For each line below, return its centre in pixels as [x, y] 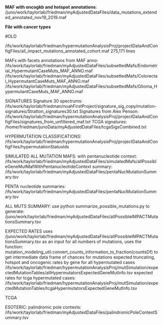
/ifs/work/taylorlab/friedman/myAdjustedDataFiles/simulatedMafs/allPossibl [81, 161]
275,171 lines [123, 51]
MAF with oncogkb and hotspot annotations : [51, 7]
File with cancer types [28, 27]
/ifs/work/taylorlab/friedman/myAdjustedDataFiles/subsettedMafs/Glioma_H [81, 86]
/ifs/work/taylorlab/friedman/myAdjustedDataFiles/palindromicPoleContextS [81, 312]
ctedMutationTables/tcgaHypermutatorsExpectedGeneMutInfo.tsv [71, 288]
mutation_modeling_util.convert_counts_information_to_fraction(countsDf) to [81, 252]
